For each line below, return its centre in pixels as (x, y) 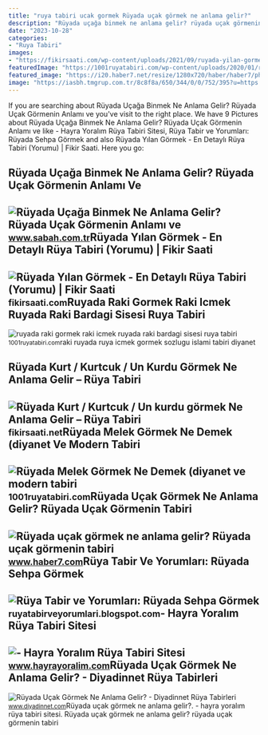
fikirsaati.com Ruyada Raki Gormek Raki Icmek (120, 302)
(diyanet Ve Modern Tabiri (75, 444)
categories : (28, 38)
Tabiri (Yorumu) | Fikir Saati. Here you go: (76, 148)
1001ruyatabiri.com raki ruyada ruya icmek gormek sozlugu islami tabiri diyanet (132, 342)
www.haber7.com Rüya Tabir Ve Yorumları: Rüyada (129, 561)
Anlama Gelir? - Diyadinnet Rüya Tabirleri (113, 678)
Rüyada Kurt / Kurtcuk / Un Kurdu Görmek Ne (123, 367)
